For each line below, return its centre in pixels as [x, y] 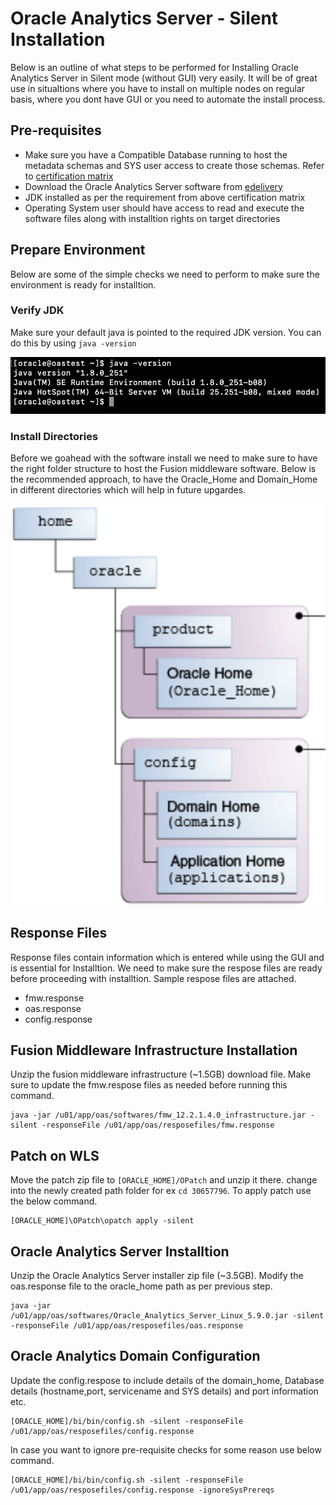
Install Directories [54, 436]
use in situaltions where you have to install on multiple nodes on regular [158, 88]
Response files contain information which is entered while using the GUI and [167, 957]
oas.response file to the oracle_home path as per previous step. [141, 1286]
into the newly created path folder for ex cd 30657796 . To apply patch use [161, 1191]
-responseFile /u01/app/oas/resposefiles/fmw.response [158, 1125]
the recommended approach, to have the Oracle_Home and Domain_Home [164, 479]
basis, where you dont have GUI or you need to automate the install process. [168, 99]
